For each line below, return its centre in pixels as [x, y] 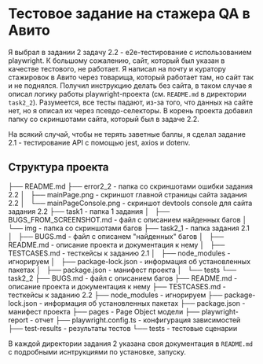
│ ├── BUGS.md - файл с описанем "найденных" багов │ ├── [116, 236]
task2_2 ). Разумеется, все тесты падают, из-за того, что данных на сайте [131, 102]
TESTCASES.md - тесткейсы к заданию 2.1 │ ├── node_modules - [119, 253]
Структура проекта [58, 167]
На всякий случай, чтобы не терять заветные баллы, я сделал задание [127, 134]
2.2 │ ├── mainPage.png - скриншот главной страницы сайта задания [128, 194]
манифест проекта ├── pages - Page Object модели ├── [104, 311]
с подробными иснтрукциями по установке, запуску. [97, 351]
